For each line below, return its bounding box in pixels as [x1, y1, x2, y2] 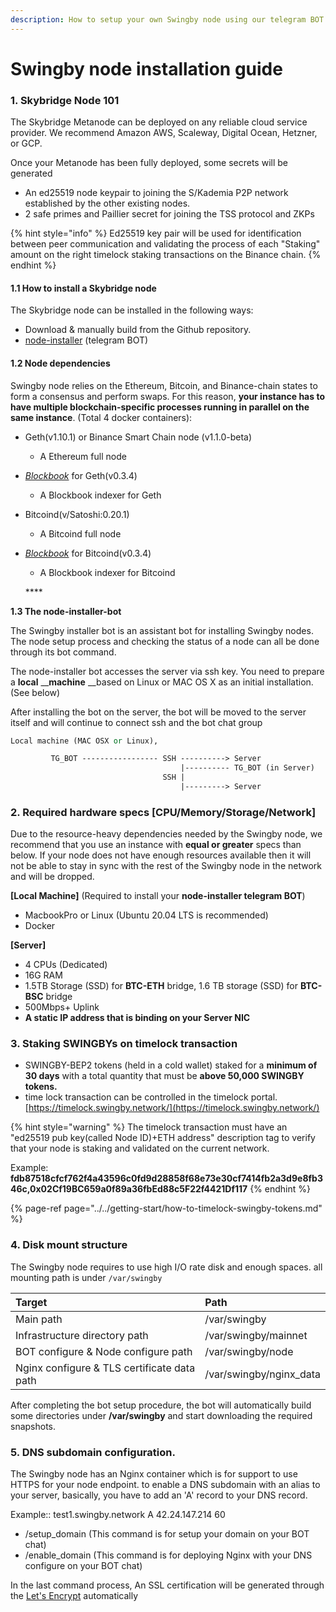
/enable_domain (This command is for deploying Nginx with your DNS [24, 1549, 313, 1561]
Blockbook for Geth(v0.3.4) [24, 469, 138, 481]
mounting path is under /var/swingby [10, 1271, 163, 1283]
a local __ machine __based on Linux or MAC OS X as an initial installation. [10, 676, 314, 688]
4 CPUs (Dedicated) [24, 959, 108, 971]
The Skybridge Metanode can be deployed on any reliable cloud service [10, 116, 308, 128]
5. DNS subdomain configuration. [10, 1445, 176, 1459]
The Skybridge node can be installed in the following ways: [10, 304, 254, 316]
